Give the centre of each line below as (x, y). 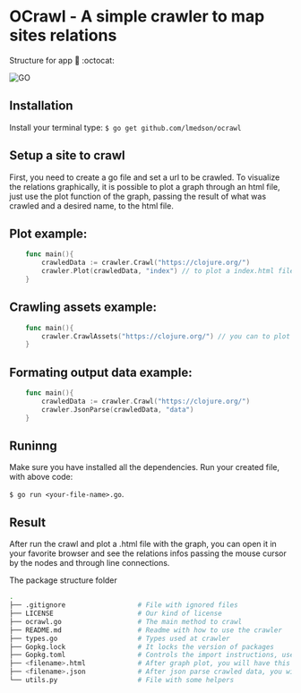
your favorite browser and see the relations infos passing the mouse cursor (148, 553)
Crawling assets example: (83, 308)
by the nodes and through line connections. (90, 563)
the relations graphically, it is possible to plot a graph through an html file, (145, 186)
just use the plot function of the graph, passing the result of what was (138, 196)
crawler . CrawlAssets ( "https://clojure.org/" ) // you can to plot (166, 336)
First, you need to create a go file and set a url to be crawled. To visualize (145, 177)
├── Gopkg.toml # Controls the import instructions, (144, 655)
